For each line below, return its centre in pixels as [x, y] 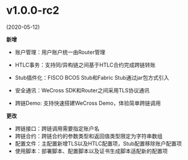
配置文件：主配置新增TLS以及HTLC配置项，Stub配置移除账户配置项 [98, 143]
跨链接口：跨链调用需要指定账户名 [57, 128]
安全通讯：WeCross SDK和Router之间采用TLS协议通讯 [82, 90]
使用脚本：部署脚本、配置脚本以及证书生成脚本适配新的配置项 [91, 151]
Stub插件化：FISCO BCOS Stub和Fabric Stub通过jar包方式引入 [92, 77]
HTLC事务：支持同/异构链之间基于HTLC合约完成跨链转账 [85, 65]
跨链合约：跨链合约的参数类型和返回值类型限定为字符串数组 [89, 136]
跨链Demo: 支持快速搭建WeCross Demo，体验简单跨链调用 [88, 103]
